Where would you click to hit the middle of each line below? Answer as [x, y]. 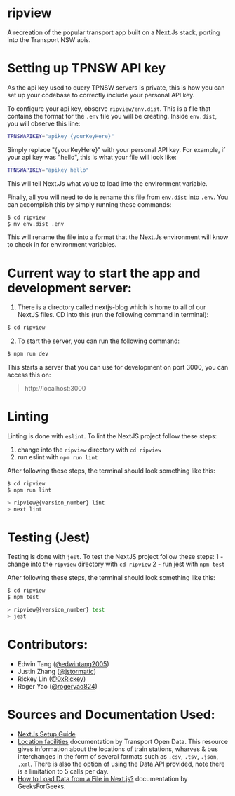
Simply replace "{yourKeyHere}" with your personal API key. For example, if [116, 149]
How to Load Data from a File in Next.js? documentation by [102, 778]
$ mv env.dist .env [36, 224]
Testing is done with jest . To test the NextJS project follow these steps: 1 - [115, 557]
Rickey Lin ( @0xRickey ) [52, 679]
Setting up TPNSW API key [87, 68]
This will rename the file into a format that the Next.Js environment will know [118, 237]
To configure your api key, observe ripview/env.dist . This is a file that [109, 108]
